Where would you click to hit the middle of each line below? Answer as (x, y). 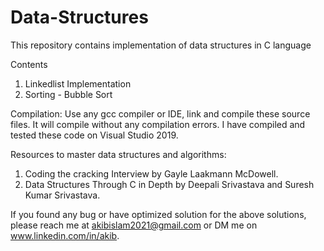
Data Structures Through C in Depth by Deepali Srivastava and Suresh (169, 184)
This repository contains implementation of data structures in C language (161, 45)
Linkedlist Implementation (78, 83)
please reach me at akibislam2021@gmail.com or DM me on (134, 225)
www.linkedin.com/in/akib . (65, 235)
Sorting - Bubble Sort (68, 94)
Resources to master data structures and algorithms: (118, 154)
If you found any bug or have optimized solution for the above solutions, (158, 214)
